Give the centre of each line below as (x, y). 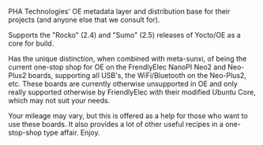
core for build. (31, 43)
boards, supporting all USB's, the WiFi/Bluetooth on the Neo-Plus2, (137, 75)
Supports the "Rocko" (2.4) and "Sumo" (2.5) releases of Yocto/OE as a (124, 35)
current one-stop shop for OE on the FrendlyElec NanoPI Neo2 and (117, 67)
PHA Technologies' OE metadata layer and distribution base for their (119, 11)
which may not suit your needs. (59, 100)
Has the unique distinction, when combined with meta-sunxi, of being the (128, 59)
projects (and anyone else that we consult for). (84, 20)
